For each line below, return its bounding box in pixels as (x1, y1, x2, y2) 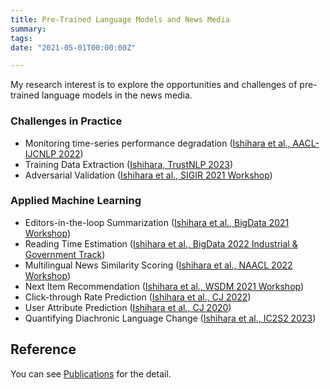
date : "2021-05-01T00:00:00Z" (10, 42, 137, 53)
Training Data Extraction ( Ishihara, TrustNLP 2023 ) (24, 158, 233, 170)
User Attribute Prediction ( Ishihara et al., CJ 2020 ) (24, 301, 232, 313)
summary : (10, 24, 47, 34)
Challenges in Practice (10, 114, 123, 128)
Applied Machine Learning (10, 194, 142, 208)
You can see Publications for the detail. (10, 367, 172, 380)
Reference (10, 341, 77, 358)
